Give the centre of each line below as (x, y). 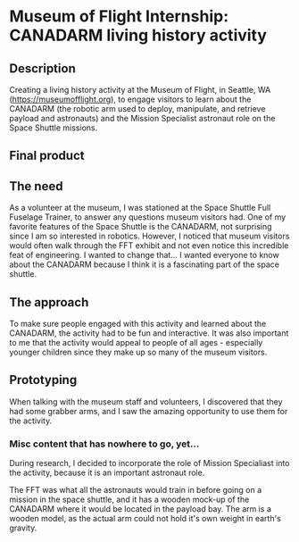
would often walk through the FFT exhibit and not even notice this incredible (149, 246)
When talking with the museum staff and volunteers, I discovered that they (146, 401)
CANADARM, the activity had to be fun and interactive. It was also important (149, 333)
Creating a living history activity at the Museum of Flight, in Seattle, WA (140, 90)
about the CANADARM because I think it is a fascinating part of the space (144, 264)
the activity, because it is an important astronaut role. (107, 473)
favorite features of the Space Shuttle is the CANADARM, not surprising (141, 227)
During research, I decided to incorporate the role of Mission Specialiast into (149, 463)
